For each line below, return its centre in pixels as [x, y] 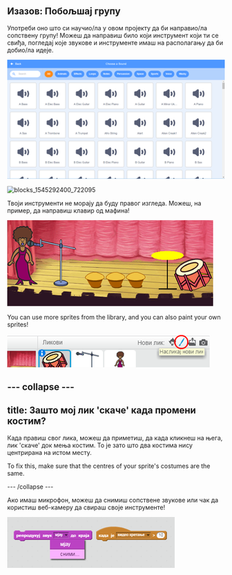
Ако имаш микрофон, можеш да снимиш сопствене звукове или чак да [113, 500]
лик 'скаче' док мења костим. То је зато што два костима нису [100, 445]
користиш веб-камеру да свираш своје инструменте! [86, 507]
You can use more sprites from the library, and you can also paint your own [114, 318]
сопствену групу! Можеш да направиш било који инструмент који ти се [113, 35]
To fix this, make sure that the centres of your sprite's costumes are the [109, 466]
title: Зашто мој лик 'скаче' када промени [102, 410]
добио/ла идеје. [30, 50]
